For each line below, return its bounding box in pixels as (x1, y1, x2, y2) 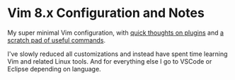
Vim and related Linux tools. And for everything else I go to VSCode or (7, 57, 212, 65)
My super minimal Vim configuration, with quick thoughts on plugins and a (7, 28, 224, 37)
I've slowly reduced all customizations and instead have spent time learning (7, 50, 228, 58)
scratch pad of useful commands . (7, 35, 106, 44)
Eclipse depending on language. (7, 64, 101, 73)
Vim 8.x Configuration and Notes (7, 5, 205, 21)
